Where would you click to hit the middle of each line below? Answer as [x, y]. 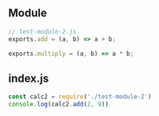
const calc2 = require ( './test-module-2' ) [80, 97]
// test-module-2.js [43, 31]
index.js [29, 78]
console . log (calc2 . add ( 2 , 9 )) [59, 104]
